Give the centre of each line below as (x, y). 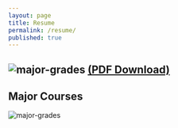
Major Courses (46, 97)
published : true (35, 38)
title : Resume (32, 23)
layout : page (30, 15)
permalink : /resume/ (43, 30)
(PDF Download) (128, 69)
